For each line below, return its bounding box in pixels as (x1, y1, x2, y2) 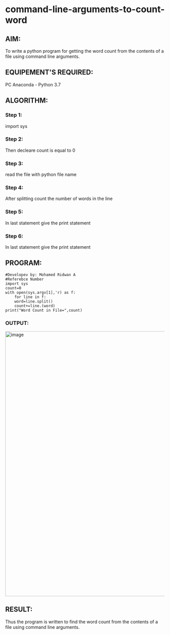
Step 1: (5, 112, 22, 119)
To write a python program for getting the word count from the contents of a (5, 48, 164, 54)
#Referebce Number (5, 277, 44, 282)
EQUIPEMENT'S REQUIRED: (5, 68, 94, 77)
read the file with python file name (5, 172, 77, 178)
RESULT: (5, 605, 33, 614)
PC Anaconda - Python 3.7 (5, 81, 61, 87)
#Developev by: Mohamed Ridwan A (5, 272, 76, 277)
